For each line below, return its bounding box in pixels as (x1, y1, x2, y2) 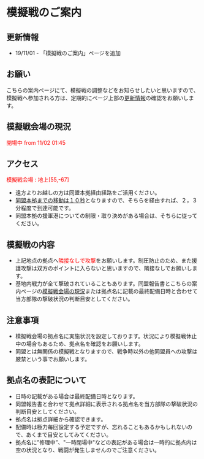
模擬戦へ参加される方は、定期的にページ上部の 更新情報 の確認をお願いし (6, 94, 189, 101)
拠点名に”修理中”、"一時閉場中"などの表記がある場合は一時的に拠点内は (15, 438, 197, 445)
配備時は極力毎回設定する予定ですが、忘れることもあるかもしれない (15, 423, 187, 430)
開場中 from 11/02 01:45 (6, 139, 66, 146)
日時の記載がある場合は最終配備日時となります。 (15, 392, 138, 399)
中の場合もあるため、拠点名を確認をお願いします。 (15, 340, 144, 347)
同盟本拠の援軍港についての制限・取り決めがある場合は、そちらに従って (15, 212, 198, 220)
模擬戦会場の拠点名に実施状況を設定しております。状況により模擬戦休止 (15, 333, 197, 340)
